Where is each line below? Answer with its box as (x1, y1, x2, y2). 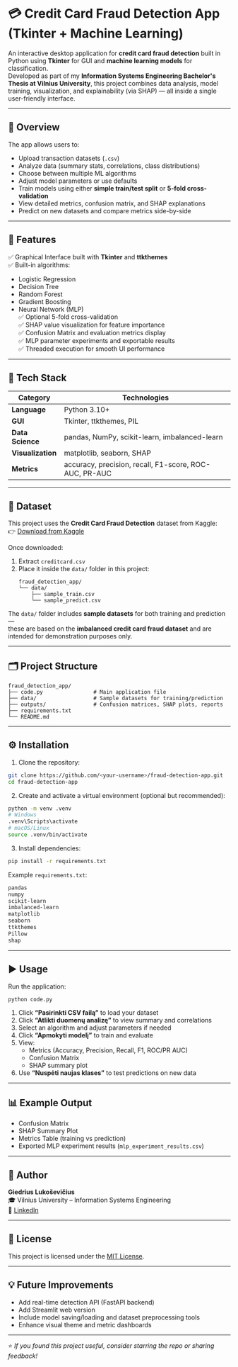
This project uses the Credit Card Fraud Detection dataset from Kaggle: (8, 519, 218, 528)
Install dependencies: (18, 844, 81, 853)
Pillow (8, 930, 28, 938)
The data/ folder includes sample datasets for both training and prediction (8, 609, 226, 618)
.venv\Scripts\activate (8, 818, 78, 826)
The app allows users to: (8, 140, 80, 149)
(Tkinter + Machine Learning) (8, 26, 184, 42)
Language (11, 405, 47, 415)
